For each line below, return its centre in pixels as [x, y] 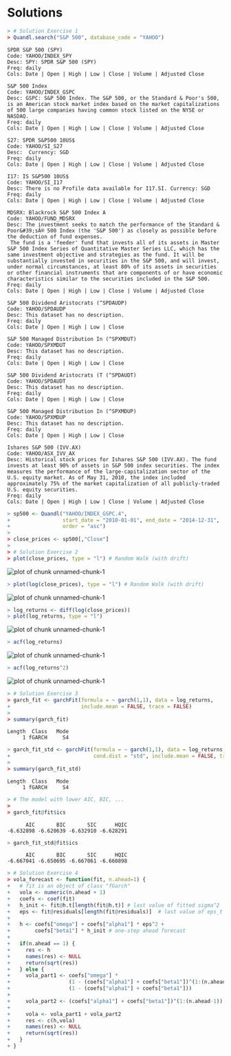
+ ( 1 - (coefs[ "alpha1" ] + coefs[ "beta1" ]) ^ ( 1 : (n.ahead [117, 982]
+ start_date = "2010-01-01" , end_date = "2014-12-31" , [113, 520]
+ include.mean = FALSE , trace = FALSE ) [100, 706]
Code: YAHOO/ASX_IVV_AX [41, 453]
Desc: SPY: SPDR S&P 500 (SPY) [52, 62]
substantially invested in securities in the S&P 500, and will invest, [113, 261]
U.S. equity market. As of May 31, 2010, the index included [97, 477]
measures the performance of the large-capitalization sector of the [109, 472]
